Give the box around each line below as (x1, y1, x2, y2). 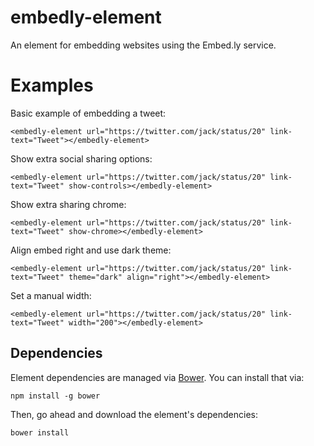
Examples (10, 74, 94, 97)
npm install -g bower (10, 391, 101, 401)
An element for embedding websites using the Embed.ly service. (10, 39, 277, 51)
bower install (10, 427, 70, 438)
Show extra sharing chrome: (10, 198, 127, 210)
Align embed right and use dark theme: (10, 244, 172, 256)
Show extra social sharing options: (10, 152, 153, 165)
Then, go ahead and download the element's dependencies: (10, 408, 259, 420)
